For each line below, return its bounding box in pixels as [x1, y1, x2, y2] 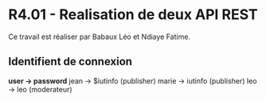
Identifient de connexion [8, 55, 133, 68]
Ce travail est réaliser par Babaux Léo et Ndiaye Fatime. [8, 32, 191, 41]
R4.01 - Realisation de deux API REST [8, 6, 259, 24]
